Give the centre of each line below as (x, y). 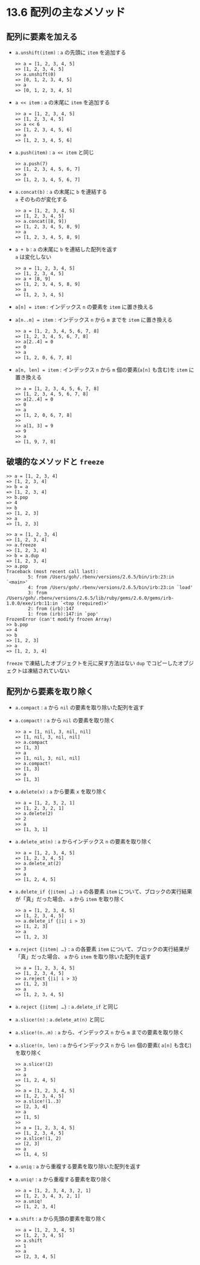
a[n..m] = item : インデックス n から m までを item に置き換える (94, 320)
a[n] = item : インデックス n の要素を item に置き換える (84, 307)
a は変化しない (33, 257)
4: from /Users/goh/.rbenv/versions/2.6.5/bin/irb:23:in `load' (111, 587)
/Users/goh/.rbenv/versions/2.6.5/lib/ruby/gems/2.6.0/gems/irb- (90, 598)
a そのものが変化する (41, 199)
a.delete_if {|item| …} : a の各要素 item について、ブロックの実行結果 (103, 891)
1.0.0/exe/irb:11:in (32, 603)
